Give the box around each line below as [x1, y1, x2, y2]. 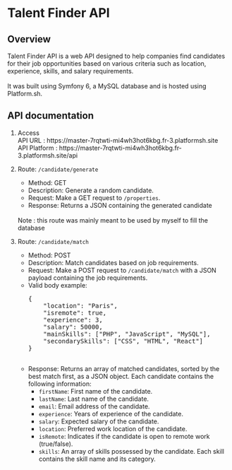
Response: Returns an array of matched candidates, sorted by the [28, 364, 220, 372]
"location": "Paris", [43, 302, 118, 310]
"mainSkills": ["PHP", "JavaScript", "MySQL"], [43, 330, 211, 338]
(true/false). [38, 440, 73, 448]
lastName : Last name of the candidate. [38, 394, 149, 403]
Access [17, 129, 40, 137]
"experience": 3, [43, 316, 104, 324]
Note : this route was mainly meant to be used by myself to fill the [17, 216, 208, 224]
